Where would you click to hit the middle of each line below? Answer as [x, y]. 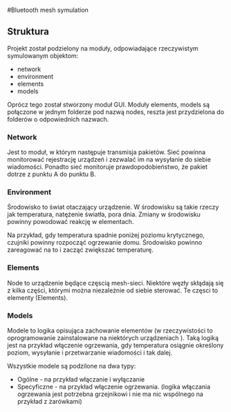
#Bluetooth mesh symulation [48, 10]
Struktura [28, 31]
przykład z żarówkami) [49, 401]
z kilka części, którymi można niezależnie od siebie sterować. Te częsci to [113, 290]
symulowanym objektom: [43, 55]
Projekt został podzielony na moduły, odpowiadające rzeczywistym [103, 48]
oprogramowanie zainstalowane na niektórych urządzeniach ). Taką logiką [113, 338]
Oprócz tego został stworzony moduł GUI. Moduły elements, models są [108, 104]
